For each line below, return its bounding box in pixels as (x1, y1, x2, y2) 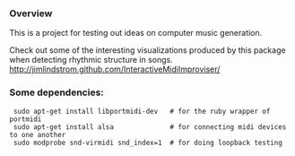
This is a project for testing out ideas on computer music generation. (9, 28, 263, 39)
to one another (9, 130, 66, 139)
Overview (9, 7, 53, 20)
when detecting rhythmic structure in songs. (9, 55, 173, 65)
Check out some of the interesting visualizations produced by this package (9, 45, 286, 56)
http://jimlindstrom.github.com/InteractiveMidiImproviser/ (9, 64, 221, 74)
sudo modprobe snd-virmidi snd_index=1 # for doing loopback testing (13, 138, 282, 147)
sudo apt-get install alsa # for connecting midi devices (13, 122, 287, 132)
